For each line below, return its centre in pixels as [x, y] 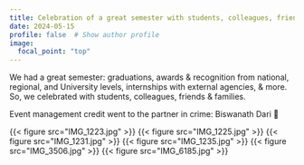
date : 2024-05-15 [42, 26]
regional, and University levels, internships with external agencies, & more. [148, 87]
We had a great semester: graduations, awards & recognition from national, [149, 77]
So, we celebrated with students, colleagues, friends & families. [128, 97]
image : [22, 43]
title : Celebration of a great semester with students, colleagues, [141, 18]
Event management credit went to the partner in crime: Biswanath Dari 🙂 [144, 114]
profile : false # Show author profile [85, 34]
